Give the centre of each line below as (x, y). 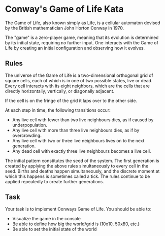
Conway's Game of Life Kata (65, 9)
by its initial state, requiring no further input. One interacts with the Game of (82, 42)
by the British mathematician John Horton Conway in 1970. (65, 28)
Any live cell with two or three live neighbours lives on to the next (78, 140)
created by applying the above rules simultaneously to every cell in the (77, 166)
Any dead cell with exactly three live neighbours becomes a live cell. (82, 151)
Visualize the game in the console (47, 218)
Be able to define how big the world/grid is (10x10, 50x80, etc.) (76, 224)
